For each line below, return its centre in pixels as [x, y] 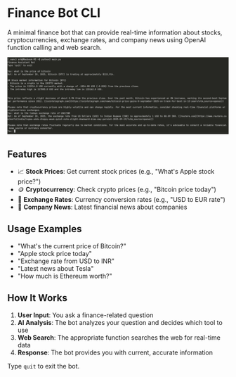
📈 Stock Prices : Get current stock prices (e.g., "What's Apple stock [116, 171]
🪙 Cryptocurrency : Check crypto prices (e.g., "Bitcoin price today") [117, 189]
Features [27, 154]
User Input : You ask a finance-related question [85, 315]
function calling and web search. [54, 47]
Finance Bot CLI [54, 13]
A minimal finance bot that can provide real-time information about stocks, [115, 32]
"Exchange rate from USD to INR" [66, 261]
